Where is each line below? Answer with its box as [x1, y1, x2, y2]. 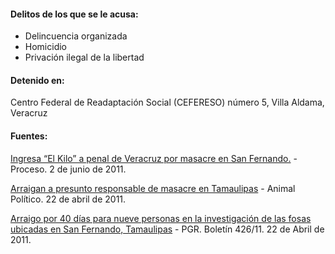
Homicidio [24, 41, 67, 53]
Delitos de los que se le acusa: [10, 8, 139, 20]
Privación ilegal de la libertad [24, 51, 145, 64]
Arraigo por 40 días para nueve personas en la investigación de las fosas [10, 212, 312, 224]
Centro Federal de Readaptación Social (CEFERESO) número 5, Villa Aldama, [10, 96, 325, 109]
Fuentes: [10, 130, 48, 142]
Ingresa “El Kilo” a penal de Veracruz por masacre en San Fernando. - [10, 152, 298, 164]
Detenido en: [10, 74, 65, 86]
